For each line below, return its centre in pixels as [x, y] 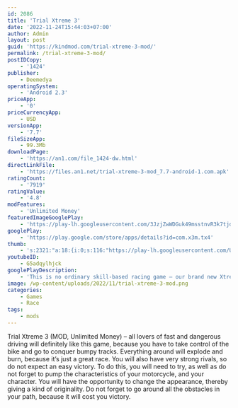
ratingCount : [27, 178]
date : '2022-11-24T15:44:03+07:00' [60, 27]
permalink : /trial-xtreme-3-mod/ [57, 54]
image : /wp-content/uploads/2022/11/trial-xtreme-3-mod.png [98, 284]
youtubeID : [23, 257]
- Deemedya [36, 80]
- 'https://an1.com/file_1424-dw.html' [79, 159]
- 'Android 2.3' [44, 93]
